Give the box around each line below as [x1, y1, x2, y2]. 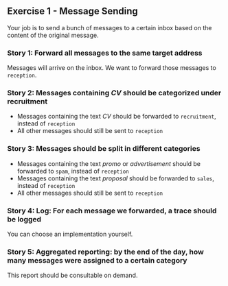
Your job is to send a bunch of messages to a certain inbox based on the [7, 23, 212, 32]
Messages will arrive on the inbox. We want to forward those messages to [7, 64, 216, 72]
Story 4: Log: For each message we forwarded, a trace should [7, 206, 217, 215]
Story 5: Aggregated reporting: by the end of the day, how [7, 247, 204, 257]
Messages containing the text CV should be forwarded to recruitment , [16, 112, 216, 121]
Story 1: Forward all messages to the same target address [7, 48, 203, 58]
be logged [7, 214, 42, 224]
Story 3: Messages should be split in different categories [7, 144, 201, 154]
